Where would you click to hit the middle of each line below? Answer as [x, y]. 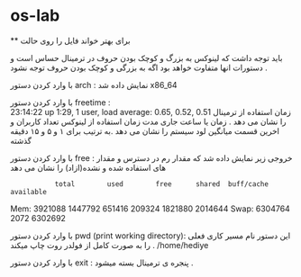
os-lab [35, 16]
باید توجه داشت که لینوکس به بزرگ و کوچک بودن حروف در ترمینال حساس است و [146, 58]
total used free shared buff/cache [162, 184]
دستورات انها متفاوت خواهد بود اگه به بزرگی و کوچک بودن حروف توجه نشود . [139, 67]
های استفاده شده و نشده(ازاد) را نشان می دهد [88, 167]
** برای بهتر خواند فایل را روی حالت [70, 40]
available [29, 192]
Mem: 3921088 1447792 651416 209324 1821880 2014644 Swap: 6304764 [150, 209]
